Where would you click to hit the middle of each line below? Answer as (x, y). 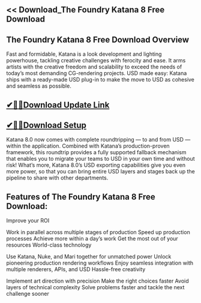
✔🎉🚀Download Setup (46, 125)
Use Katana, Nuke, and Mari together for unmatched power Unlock (89, 257)
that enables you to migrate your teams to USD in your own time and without (100, 159)
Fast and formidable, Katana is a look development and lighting (84, 54)
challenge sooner (28, 294)
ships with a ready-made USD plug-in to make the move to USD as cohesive (100, 80)
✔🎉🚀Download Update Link (58, 105)
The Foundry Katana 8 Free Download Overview (98, 39)
